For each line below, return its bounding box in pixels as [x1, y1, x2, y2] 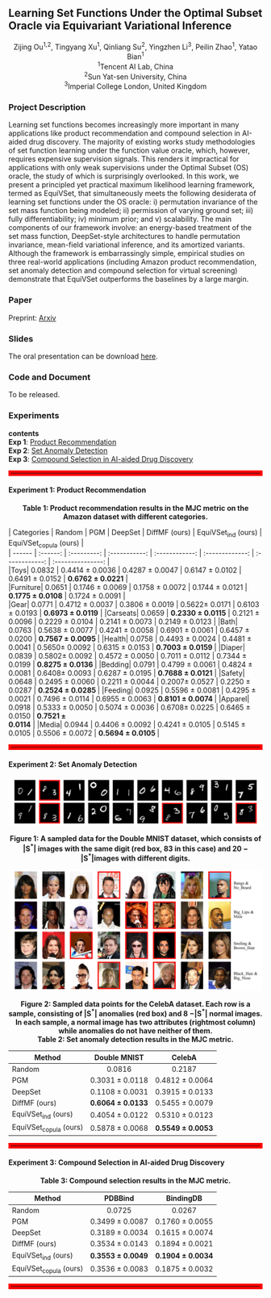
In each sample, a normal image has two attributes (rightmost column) [15, 1017, 256, 1028]
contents [8, 428, 40, 438]
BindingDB [165, 1194, 203, 1204]
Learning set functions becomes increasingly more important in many [8, 120, 240, 130]
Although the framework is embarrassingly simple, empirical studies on [8, 249, 245, 258]
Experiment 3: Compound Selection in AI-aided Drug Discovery [8, 1158, 225, 1167]
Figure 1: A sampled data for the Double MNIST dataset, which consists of [9, 834, 262, 844]
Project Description [8, 102, 86, 113]
